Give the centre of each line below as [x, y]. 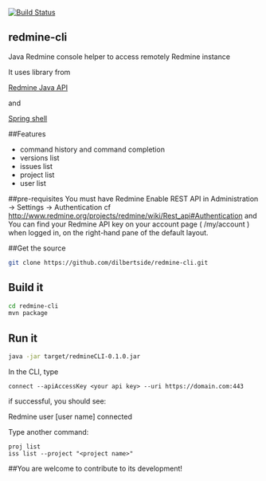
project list [37, 175]
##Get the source [37, 248]
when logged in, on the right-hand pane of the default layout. [108, 232]
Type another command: [49, 432]
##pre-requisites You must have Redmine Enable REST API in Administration [133, 199]
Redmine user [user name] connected [70, 416]
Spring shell [28, 118]
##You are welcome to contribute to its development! [96, 468]
